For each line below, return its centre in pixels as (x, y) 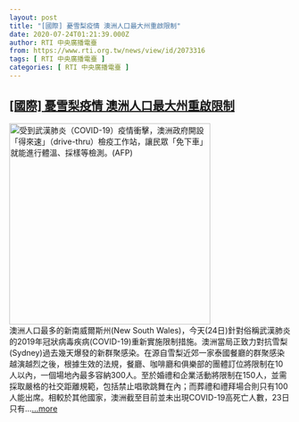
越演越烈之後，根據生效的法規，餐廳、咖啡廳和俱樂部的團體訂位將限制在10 (146, 364)
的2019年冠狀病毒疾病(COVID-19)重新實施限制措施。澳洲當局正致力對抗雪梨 (149, 342)
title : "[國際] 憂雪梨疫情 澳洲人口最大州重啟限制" (95, 26)
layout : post (33, 17)
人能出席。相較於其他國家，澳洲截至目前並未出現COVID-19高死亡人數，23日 (149, 397)
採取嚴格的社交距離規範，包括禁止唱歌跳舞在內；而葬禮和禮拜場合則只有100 (149, 386)
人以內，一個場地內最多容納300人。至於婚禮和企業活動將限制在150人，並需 (148, 375)
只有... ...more (33, 409)
